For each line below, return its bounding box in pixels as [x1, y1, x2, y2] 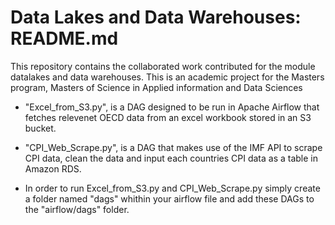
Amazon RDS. [24, 162, 82, 175]
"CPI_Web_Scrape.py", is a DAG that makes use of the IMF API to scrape [24, 141, 323, 153]
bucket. [24, 122, 57, 134]
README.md [10, 27, 119, 50]
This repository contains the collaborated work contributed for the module [10, 60, 316, 72]
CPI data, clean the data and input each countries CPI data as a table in [24, 152, 318, 164]
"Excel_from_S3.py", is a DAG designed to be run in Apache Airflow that [24, 101, 320, 113]
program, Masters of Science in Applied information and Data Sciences [10, 81, 303, 93]
